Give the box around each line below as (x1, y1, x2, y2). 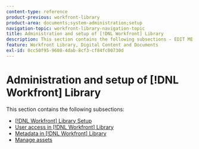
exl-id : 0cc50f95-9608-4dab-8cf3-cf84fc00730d (6, 48, 124, 54)
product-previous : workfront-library (6, 14, 100, 20)
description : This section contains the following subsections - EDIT (6, 36, 185, 42)
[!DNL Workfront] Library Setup (14, 117, 92, 124)
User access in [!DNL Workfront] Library (14, 123, 114, 131)
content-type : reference (6, 8, 68, 15)
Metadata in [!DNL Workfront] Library (14, 129, 107, 137)
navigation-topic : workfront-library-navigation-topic (6, 25, 145, 32)
